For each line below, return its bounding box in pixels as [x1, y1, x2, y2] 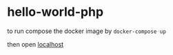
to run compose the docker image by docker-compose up [7, 27, 167, 35]
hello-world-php [7, 4, 104, 20]
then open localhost [7, 40, 64, 48]
